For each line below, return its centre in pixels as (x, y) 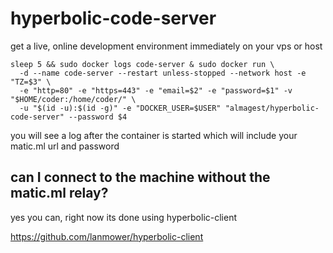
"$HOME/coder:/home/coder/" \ (73, 99)
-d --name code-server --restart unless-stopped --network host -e (163, 73)
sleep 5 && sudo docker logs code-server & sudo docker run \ (142, 64)
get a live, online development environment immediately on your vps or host (166, 46)
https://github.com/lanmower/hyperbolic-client (107, 236)
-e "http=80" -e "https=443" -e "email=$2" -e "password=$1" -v (156, 90)
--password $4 (98, 117)
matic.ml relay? (59, 193)
